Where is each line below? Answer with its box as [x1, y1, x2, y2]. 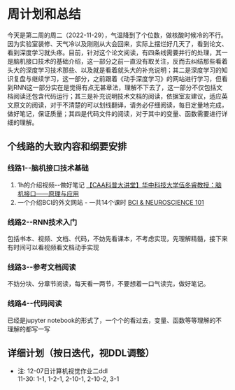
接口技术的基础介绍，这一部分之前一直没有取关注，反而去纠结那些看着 [25, 57, 228, 65]
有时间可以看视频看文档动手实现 [7, 243, 99, 252]
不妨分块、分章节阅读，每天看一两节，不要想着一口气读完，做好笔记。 [7, 280, 210, 288]
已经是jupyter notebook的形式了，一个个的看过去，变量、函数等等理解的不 [7, 316, 222, 324]
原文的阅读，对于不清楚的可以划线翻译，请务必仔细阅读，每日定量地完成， [13, 101, 228, 109]
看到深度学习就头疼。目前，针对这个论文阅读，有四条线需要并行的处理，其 [7, 48, 222, 57]
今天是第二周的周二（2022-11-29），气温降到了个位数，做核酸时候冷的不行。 [7, 31, 227, 39]
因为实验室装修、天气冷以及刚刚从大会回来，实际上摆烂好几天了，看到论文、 [7, 39, 228, 48]
